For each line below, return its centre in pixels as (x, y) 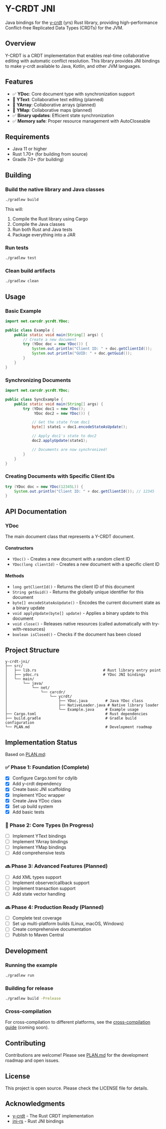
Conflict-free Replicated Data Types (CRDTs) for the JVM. (64, 27)
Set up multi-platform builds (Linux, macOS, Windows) (68, 924)
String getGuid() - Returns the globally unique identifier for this (78, 592)
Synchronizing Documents (38, 380)
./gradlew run (20, 975)
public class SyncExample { (34, 399)
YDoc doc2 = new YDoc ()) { (62, 413)
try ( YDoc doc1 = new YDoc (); (54, 409)
